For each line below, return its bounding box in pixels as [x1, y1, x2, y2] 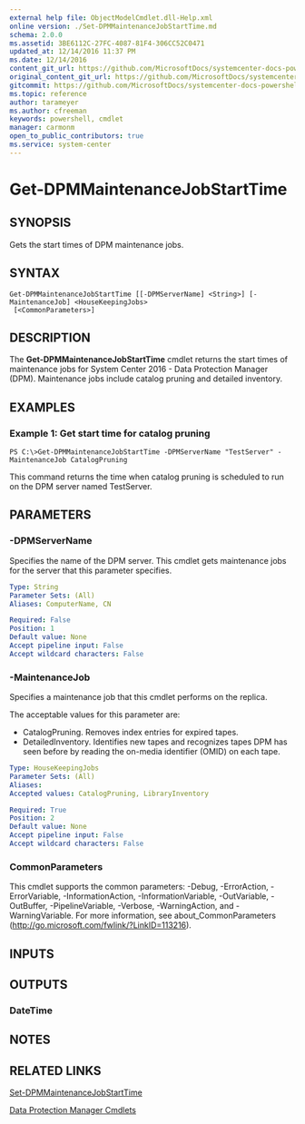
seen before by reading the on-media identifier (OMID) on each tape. [22, 746, 280, 757]
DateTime [9, 1004, 53, 1017]
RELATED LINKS [9, 1063, 102, 1079]
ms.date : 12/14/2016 [9, 55, 88, 64]
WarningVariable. [9, 910, 74, 922]
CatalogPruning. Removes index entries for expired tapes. [22, 727, 239, 738]
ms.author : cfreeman [9, 106, 88, 115]
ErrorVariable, [9, 891, 62, 902]
